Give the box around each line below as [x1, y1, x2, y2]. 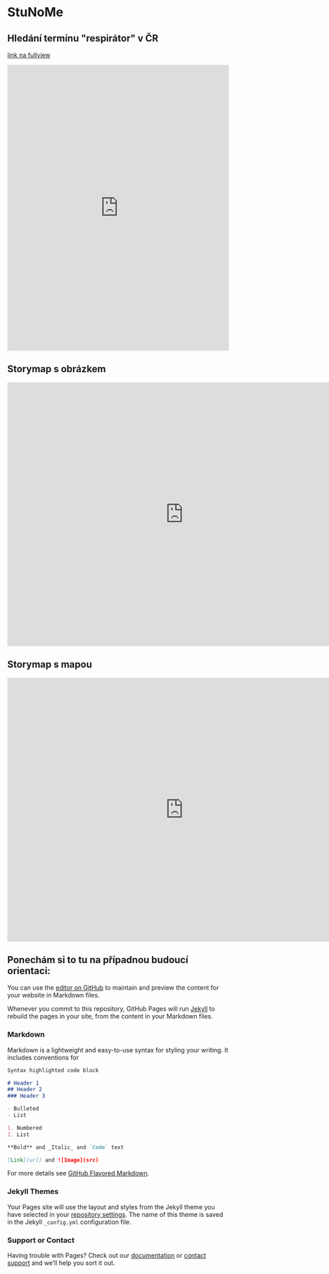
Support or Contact [7, 1235, 75, 1245]
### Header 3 [7, 1093, 46, 1100]
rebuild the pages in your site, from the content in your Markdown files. [7, 1012, 213, 1021]
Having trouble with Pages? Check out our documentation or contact [7, 1251, 206, 1260]
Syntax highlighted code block [7, 1066, 99, 1074]
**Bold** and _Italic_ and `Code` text [7, 1144, 124, 1151]
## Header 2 [7, 1086, 42, 1093]
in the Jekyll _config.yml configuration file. [7, 1218, 131, 1226]
